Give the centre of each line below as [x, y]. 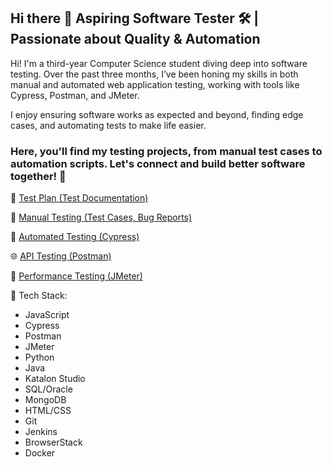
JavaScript [47, 315]
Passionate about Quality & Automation [135, 39]
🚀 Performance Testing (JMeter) [76, 276]
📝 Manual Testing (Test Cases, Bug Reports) [101, 217]
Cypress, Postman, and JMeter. [75, 95]
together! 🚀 [38, 176]
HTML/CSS [48, 411]
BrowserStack [53, 442]
